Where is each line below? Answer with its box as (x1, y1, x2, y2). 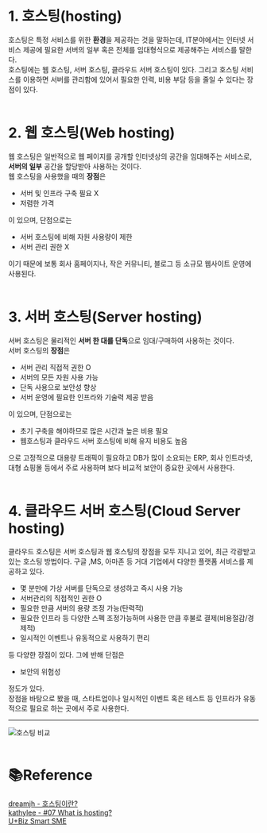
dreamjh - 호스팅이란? (8, 799, 78, 808)
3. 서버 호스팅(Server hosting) (8, 308, 203, 326)
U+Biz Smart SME (8, 816, 68, 826)
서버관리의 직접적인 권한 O (19, 593, 102, 603)
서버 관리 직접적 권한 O (19, 362, 91, 372)
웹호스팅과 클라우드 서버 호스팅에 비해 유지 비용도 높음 (19, 436, 188, 445)
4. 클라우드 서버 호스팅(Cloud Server (8, 502, 241, 520)
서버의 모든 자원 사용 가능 (19, 372, 99, 382)
